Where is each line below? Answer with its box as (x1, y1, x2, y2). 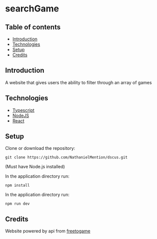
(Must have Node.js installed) (5, 164, 66, 170)
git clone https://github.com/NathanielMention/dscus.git (5, 155, 128, 160)
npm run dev (5, 201, 30, 207)
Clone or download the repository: (5, 145, 76, 151)
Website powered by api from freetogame (5, 228, 90, 234)
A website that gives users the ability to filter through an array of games (5, 79, 152, 85)
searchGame (5, 3, 60, 14)
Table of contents (5, 23, 61, 31)
